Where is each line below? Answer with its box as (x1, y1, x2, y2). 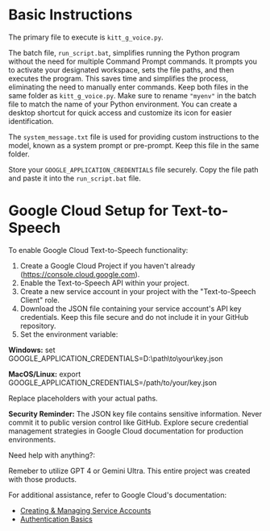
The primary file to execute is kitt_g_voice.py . (8, 32, 164, 42)
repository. (19, 321, 56, 330)
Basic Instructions (8, 6, 133, 24)
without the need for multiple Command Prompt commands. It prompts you (8, 56, 258, 66)
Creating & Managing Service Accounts (19, 505, 152, 515)
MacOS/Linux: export (8, 369, 81, 379)
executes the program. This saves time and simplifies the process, (8, 73, 228, 83)
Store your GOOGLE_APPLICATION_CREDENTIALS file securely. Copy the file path (8, 164, 260, 174)
